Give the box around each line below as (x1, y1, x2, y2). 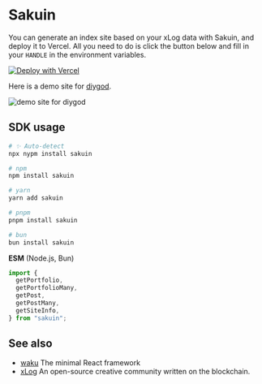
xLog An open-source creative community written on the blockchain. (19, 367, 251, 377)
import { (8, 269, 38, 277)
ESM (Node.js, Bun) (8, 253, 75, 263)
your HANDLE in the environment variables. (8, 50, 147, 59)
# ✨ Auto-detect (8, 142, 65, 150)
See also (8, 337, 53, 351)
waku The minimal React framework (19, 358, 140, 368)
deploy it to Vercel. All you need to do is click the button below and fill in (8, 41, 250, 50)
